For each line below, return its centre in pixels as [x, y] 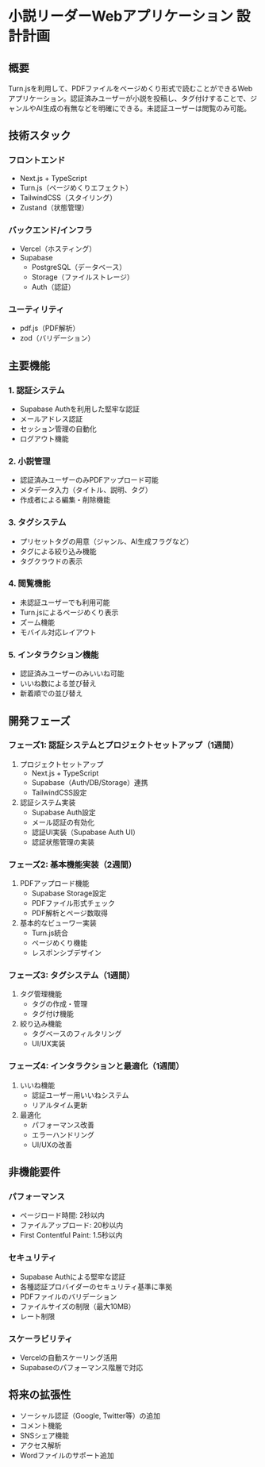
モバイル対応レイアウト [58, 632]
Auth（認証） [53, 287]
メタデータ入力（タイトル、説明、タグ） [86, 490]
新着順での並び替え [51, 693]
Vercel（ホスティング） [58, 248]
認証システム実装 [48, 802]
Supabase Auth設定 [64, 812]
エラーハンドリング [63, 1134]
